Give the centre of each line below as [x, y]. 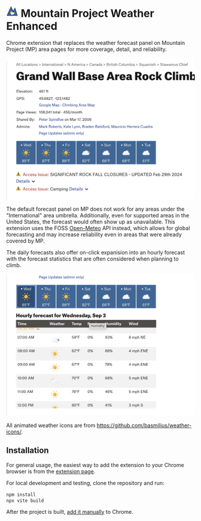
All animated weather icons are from [51, 425]
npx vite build [25, 501]
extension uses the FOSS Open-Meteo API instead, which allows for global [98, 228]
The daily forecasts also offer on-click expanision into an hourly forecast [96, 253]
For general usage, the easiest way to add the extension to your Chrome [95, 465]
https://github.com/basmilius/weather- [144, 425]
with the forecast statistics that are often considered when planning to [92, 259]
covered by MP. [25, 241]
